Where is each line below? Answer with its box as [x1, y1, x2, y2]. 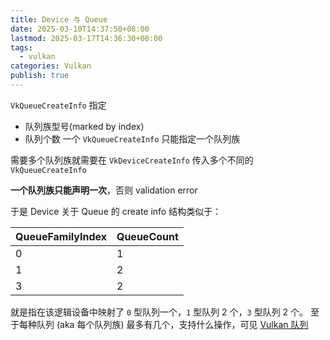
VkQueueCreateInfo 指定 [10, 99, 107, 111]
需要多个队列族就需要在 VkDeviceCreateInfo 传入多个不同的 [10, 154, 254, 166]
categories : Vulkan [10, 61, 92, 71]
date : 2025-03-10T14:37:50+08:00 [10, 24, 150, 34]
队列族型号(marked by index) [24, 120, 145, 132]
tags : [10, 42, 33, 53]
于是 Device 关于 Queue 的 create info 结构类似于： [10, 205, 222, 217]
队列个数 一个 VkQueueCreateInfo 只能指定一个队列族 [24, 132, 241, 145]
